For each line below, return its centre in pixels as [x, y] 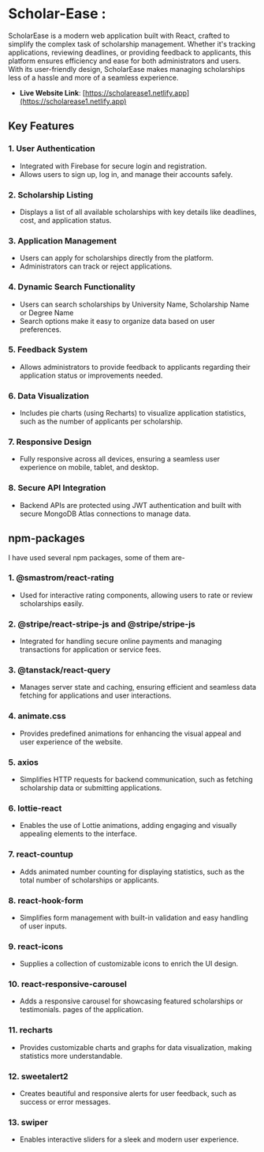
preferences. [40, 329]
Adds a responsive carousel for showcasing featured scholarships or [131, 1001]
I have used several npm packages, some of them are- [97, 557]
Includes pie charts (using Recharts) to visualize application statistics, [133, 413]
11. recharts [31, 1030]
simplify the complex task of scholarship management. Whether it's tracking [132, 43]
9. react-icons [36, 947]
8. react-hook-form [46, 900]
